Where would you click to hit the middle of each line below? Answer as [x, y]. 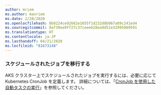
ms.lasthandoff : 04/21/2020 [34, 41]
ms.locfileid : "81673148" [31, 46]
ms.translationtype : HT [29, 32]
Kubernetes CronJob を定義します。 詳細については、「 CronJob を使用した [80, 81]
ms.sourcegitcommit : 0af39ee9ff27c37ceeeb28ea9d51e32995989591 [71, 28]
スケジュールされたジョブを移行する [48, 64]
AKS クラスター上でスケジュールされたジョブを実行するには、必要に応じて [81, 75]
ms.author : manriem [25, 14]
